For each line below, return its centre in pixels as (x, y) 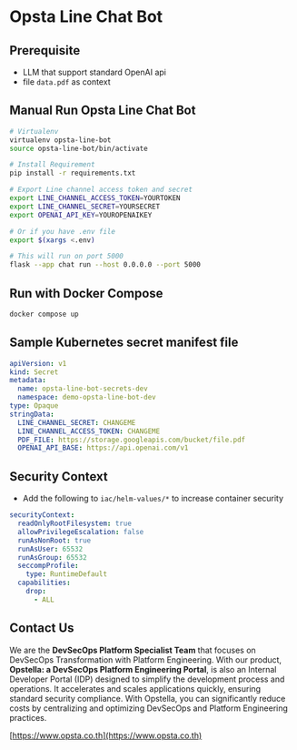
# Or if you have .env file (63, 231)
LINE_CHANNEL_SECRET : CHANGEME (77, 422)
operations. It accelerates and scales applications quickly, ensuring (135, 688)
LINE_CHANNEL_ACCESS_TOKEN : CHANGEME (89, 431)
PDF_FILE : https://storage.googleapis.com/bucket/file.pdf (132, 440)
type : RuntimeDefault (66, 574)
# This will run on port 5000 (67, 257)
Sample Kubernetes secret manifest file (124, 343)
